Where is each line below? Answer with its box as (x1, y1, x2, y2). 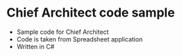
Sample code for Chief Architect (16, 28, 109, 36)
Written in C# (16, 42, 55, 50)
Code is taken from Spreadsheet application (16, 35, 143, 43)
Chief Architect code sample (6, 5, 175, 21)
